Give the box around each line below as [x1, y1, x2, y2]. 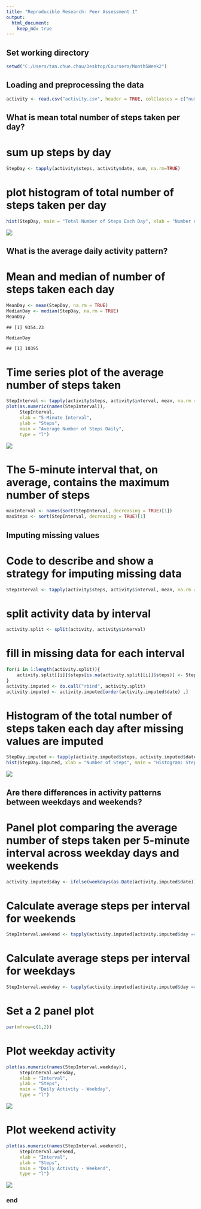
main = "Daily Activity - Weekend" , [19, 1165, 111, 1171]
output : [6, 14, 26, 20]
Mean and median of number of [6, 270, 166, 284]
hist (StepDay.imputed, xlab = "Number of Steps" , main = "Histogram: [6, 760, 184, 766]
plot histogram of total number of [6, 186, 175, 199]
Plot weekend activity [6, 1123, 117, 1137]
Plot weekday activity [6, 1044, 115, 1058]
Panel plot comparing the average [6, 821, 178, 834]
